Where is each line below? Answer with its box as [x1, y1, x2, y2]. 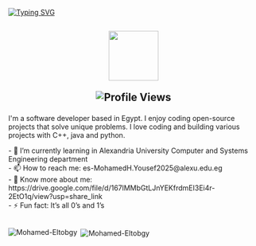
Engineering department [8, 154, 88, 164]
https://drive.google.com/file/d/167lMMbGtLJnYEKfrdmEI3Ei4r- [8, 183, 215, 193]
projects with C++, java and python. [8, 131, 126, 140]
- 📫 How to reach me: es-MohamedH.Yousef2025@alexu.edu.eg [8, 163, 223, 173]
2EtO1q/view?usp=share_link [8, 192, 103, 201]
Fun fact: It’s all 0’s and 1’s [19, 201, 105, 210]
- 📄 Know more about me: [8, 175, 93, 185]
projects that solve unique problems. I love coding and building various [8, 122, 240, 131]
